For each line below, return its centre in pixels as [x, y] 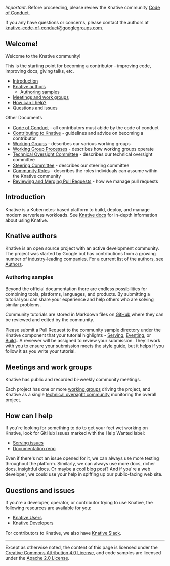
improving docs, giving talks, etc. [40, 71]
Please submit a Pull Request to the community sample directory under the [83, 330]
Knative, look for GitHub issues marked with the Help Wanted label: [75, 433]
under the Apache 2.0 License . [37, 558]
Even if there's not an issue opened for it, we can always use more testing [82, 458]
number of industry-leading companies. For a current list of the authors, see [84, 259]
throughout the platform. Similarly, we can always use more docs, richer [80, 464]
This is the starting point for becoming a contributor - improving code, [78, 66]
